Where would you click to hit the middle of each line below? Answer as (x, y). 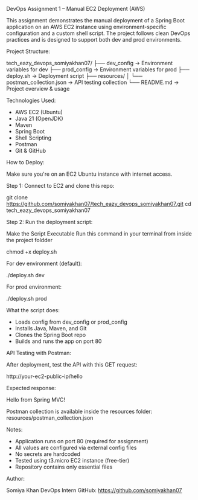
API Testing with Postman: (39, 353)
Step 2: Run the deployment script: (49, 222)
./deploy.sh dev (26, 275)
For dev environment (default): (44, 263)
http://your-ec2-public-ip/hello (44, 376)
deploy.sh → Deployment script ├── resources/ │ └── (75, 76)
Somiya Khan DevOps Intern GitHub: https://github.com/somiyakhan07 (94, 490)
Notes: (14, 429)
